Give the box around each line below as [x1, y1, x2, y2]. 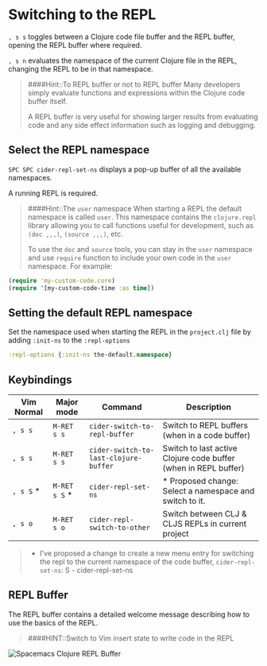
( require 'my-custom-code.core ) [8, 277, 115, 285]
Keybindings [8, 373, 73, 386]
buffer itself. [27, 96, 68, 106]
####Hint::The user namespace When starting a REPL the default [27, 203, 242, 213]
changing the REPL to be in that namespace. [8, 64, 153, 73]
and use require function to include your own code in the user [27, 253, 232, 262]
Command [102, 401, 142, 412]
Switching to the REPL [8, 6, 157, 24]
